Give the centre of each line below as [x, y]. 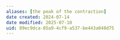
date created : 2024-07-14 [38, 17]
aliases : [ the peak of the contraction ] [56, 11]
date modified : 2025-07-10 [39, 22]
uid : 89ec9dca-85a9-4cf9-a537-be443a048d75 [60, 28]
